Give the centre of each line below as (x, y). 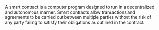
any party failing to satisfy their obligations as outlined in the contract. (75, 22)
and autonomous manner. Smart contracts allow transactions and (70, 12)
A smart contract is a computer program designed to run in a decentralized (80, 7)
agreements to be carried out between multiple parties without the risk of (78, 17)
